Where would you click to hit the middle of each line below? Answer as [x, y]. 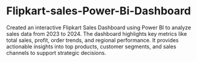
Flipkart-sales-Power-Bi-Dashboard [99, 11]
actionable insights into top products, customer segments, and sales [91, 46]
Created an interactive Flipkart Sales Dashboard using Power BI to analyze [99, 27]
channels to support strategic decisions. [57, 52]
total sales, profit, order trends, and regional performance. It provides [93, 40]
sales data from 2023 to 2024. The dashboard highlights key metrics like [97, 33]
